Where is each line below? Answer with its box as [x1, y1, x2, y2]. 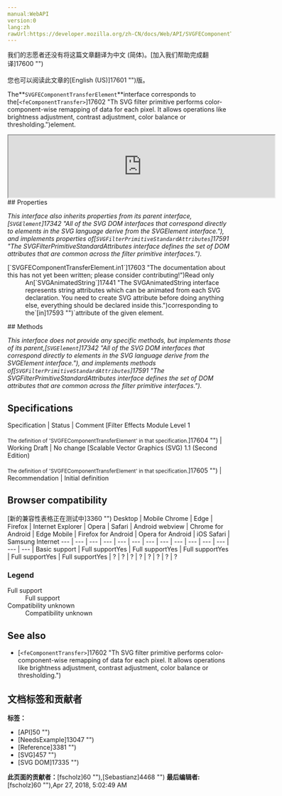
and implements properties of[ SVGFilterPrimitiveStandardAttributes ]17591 [7, 235, 229, 243]
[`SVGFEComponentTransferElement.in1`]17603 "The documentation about [7, 264, 226, 272]
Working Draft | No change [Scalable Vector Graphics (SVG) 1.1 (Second [7, 443, 217, 452]
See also [7, 630, 46, 642]
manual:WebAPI [7, 10, 50, 18]
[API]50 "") [17, 728, 50, 736]
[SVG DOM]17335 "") [17, 758, 80, 766]
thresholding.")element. [7, 120, 76, 129]
